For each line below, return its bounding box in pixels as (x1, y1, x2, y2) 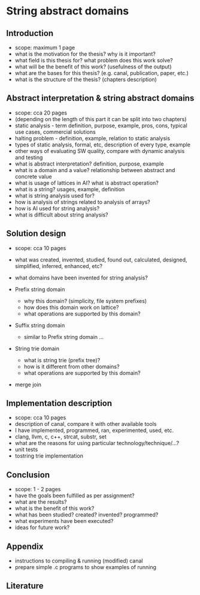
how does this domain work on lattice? (23, 303, 119, 311)
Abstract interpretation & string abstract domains (6, 93, 195, 103)
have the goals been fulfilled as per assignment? (14, 492, 135, 499)
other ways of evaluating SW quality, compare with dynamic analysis (14, 147, 185, 154)
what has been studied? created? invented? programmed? (14, 511, 159, 518)
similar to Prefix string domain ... (23, 333, 104, 340)
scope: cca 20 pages (14, 109, 68, 116)
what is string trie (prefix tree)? (23, 356, 101, 363)
